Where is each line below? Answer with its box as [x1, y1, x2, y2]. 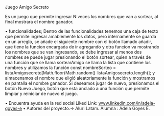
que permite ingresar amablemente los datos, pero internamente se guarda [5, 34, 157, 39]
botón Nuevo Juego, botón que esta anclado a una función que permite [5, 86, 149, 91]
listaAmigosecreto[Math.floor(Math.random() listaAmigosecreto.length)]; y [5, 70, 155, 75]
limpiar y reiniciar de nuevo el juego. [5, 91, 78, 96]
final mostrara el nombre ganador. [5, 19, 73, 24]
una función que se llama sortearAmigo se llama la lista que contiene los [5, 60, 151, 65]
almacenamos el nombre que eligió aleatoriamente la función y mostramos [5, 75, 156, 81]
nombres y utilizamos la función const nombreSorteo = [5, 65, 116, 70]
